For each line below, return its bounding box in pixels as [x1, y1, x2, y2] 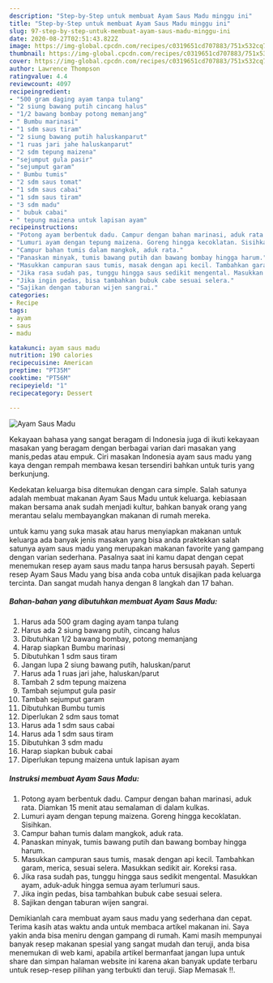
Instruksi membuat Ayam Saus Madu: [9, 773, 140, 784]
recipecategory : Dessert [9, 389, 93, 397]
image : [9, 42, 32, 50]
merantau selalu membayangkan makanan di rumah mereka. [9, 510, 211, 520]
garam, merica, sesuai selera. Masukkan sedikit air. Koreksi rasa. [20, 863, 237, 873]
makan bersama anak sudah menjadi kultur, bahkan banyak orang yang [9, 501, 248, 512]
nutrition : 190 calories [9, 351, 93, 360]
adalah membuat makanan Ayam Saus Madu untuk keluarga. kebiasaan [9, 493, 247, 503]
